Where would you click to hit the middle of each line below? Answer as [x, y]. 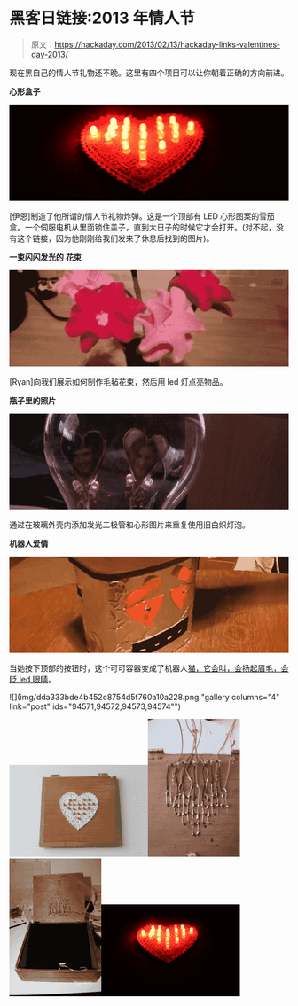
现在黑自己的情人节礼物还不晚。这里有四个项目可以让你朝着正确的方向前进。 [149, 73]
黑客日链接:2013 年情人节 [102, 18]
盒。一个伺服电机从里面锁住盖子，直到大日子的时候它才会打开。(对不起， [143, 227]
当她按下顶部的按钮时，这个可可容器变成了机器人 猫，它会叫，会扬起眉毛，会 [149, 668]
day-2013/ [50, 54]
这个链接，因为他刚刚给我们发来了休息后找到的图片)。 [115, 238]
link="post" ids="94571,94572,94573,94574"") [95, 706]
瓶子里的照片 [32, 401]
